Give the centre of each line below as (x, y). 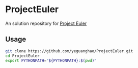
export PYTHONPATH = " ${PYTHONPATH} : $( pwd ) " (51, 60)
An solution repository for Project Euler (46, 23)
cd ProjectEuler (22, 56)
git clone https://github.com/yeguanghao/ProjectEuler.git (69, 51)
